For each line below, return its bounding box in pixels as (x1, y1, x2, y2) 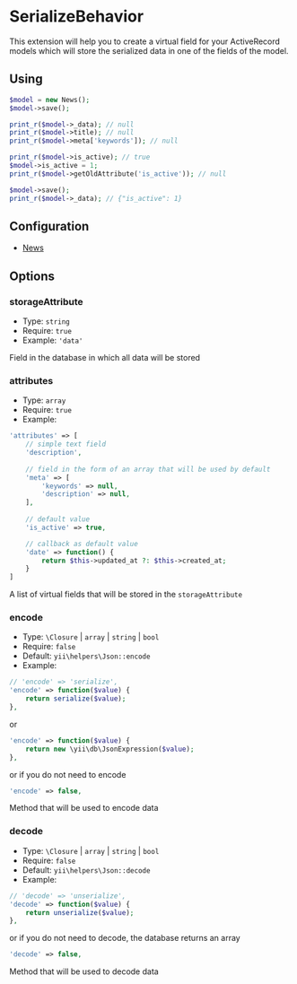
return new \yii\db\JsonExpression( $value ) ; (25, 745, 195, 753)
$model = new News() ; (9, 95, 91, 104)
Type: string (22, 316, 70, 327)
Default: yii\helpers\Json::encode (22, 650, 151, 661)
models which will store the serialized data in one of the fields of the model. (9, 45, 289, 56)
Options (9, 268, 56, 283)
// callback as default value (25, 539, 139, 548)
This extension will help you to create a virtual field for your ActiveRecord (9, 36, 281, 47)
